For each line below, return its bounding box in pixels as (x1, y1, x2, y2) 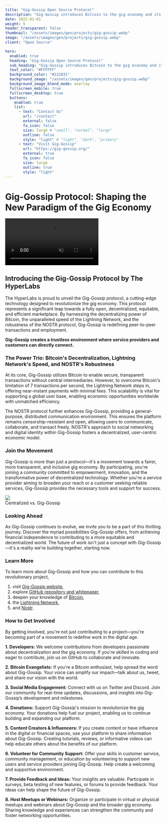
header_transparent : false (5, 26, 61, 31)
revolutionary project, (5, 574, 49, 580)
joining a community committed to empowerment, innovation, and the (5, 469, 148, 475)
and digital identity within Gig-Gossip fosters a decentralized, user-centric (5, 429, 157, 435)
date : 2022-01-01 (5, 16, 41, 21)
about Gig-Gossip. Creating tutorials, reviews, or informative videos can (5, 735, 152, 742)
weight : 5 (5, 21, 26, 26)
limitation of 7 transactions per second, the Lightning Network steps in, (5, 383, 151, 389)
